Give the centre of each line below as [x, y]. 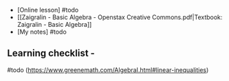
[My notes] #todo [42, 32]
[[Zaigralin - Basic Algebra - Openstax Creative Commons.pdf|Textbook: [120, 17]
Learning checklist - [51, 53]
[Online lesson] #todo [48, 10]
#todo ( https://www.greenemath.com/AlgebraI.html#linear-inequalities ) [108, 70]
